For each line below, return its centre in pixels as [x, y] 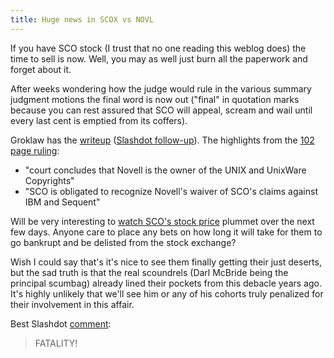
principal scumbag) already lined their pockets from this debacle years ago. [166, 283]
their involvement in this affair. [72, 304]
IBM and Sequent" [62, 202]
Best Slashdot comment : [61, 323]
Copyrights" [49, 180]
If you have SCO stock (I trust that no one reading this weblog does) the [158, 48]
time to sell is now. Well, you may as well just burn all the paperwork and [159, 58]
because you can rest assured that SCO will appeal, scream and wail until [161, 110]
